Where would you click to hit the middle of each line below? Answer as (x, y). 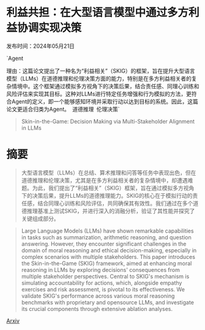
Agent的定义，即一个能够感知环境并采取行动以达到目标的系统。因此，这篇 (105, 101)
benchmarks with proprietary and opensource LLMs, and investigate (108, 302)
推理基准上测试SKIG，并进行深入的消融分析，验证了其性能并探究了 (111, 211)
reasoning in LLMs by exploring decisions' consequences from (101, 269)
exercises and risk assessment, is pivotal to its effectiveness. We (103, 289)
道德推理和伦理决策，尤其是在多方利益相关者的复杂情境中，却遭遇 (104, 180)
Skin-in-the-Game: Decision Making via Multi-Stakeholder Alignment (108, 121)
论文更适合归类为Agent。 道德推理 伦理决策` (63, 109)
